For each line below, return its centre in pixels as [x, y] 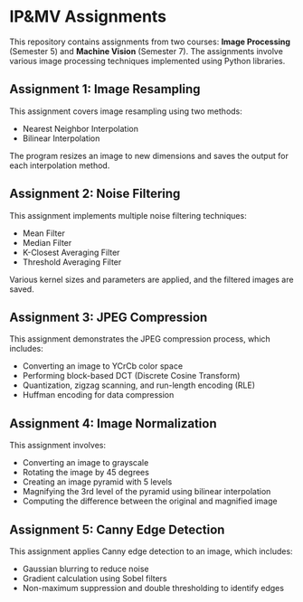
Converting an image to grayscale [85, 463]
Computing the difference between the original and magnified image [150, 501]
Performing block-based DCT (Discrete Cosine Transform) [131, 376]
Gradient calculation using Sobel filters [95, 578]
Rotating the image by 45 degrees [85, 473]
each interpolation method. [60, 165]
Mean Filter [43, 233]
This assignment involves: [58, 446]
